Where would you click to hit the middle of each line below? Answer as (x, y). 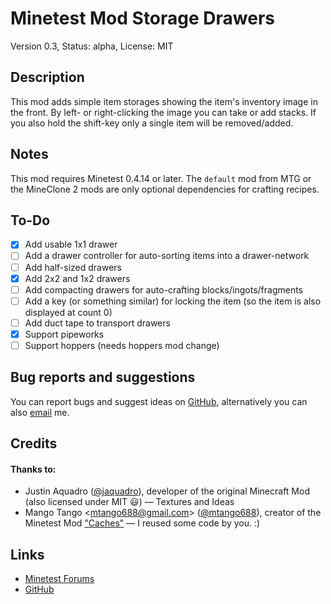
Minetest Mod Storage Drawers (142, 18)
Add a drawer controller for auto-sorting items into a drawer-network (167, 256)
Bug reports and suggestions (103, 377)
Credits (34, 443)
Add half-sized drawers (73, 267)
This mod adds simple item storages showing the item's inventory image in (164, 101)
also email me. (40, 412)
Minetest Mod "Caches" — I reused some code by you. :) (142, 523)
